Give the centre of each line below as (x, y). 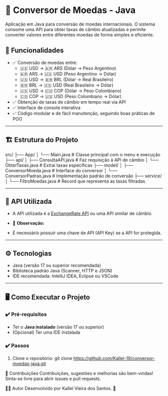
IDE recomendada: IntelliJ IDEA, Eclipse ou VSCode (65, 276)
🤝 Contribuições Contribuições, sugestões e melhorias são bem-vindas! (79, 373)
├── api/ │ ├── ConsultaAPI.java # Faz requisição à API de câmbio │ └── (82, 160)
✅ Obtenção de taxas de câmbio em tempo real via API (69, 102)
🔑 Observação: (28, 223)
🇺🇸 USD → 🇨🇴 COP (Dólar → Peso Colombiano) (70, 91)
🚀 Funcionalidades (34, 50)
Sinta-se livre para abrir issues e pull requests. (53, 379)
